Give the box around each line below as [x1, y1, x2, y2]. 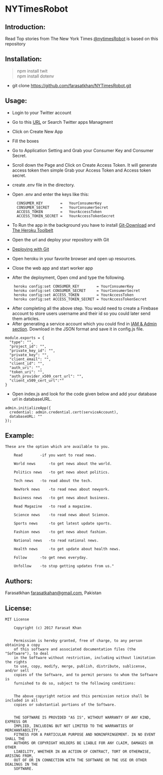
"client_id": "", [9, 361, 45, 366]
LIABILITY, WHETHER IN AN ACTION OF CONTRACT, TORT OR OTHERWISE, [14, 749, 151, 754]
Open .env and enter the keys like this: [12, 191, 89, 197]
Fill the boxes [12, 138, 39, 144]
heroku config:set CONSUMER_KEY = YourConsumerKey [14, 284, 134, 289]
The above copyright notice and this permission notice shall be [14, 694, 149, 699]
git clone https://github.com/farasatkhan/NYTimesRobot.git [12, 82, 131, 88]
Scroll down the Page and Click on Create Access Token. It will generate [12, 162, 157, 168]
